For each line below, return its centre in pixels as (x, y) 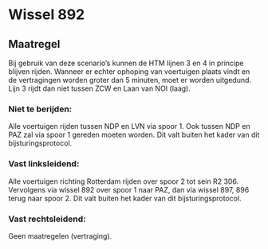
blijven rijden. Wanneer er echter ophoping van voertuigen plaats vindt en (129, 72)
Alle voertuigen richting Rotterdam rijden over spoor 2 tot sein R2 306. (124, 181)
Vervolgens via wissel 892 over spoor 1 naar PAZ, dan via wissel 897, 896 (129, 189)
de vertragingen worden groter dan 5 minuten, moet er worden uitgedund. (130, 80)
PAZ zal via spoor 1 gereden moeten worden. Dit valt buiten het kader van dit (134, 135)
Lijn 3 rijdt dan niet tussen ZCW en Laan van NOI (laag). (100, 88)
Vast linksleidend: (44, 164)
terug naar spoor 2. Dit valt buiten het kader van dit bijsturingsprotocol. (125, 198)
